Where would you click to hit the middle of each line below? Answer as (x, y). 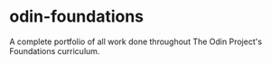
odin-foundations (77, 17)
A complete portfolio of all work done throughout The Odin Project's (136, 41)
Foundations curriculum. (55, 50)
